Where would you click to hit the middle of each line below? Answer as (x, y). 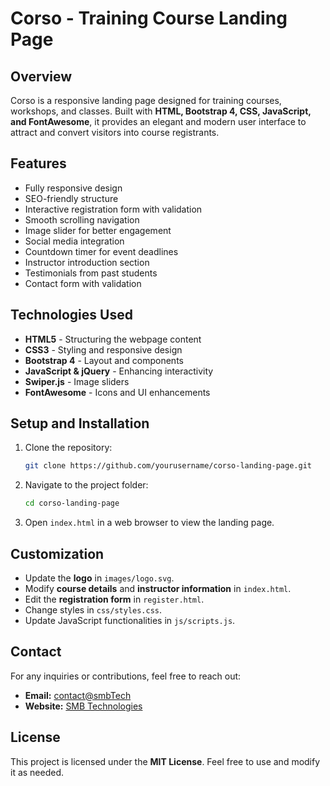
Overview (41, 76)
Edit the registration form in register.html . (114, 599)
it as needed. (37, 772)
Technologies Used (71, 315)
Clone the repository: (68, 448)
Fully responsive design (73, 188)
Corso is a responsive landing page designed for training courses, (146, 100)
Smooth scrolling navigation (82, 219)
